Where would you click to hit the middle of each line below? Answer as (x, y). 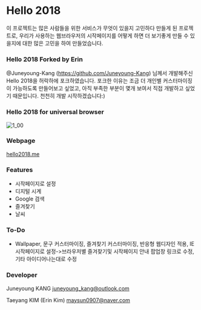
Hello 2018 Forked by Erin (44, 59)
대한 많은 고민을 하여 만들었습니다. (63, 43)
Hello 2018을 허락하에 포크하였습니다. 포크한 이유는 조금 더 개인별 (84, 81)
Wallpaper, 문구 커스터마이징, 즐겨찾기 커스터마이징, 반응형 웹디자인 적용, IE (105, 244)
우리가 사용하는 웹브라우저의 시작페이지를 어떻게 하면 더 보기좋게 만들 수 (104, 35)
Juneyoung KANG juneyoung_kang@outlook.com (68, 288)
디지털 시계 (28, 191)
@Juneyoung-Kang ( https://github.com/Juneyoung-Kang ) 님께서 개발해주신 (100, 73)
